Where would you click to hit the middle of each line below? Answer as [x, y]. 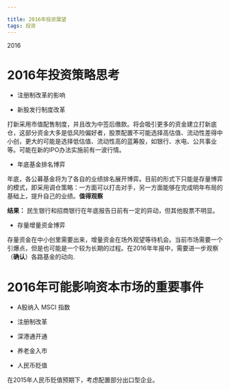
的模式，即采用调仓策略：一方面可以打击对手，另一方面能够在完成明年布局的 [115, 187]
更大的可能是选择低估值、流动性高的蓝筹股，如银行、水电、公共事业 [121, 142]
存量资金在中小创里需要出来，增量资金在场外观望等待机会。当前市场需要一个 [115, 239]
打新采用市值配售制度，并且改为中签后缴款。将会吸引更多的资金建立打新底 [112, 125]
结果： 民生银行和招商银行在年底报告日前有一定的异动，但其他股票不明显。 [113, 211]
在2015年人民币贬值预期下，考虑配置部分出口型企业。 [83, 380]
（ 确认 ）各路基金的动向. [41, 257]
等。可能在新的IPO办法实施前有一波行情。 [66, 150]
